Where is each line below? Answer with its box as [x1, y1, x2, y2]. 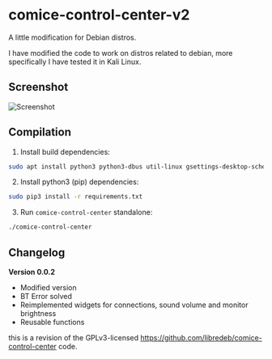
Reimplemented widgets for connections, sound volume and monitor [19, 300, 249, 310]
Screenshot [8, 80, 69, 94]
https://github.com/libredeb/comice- [140, 333, 263, 342]
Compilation [8, 126, 71, 139]
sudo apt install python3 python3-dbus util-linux [8, 162, 183, 171]
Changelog [8, 246, 66, 259]
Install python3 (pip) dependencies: [19, 177, 139, 187]
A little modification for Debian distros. [8, 32, 137, 42]
